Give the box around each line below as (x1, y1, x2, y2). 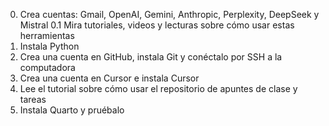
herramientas (19, 30, 75, 41)
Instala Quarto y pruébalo (19, 104, 125, 116)
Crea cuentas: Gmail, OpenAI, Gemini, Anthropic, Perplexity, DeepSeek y (19, 9, 320, 20)
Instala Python (19, 40, 80, 52)
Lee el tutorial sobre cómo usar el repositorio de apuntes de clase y (19, 83, 298, 94)
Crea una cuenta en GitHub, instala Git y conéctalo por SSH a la (19, 51, 283, 63)
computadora (19, 62, 76, 73)
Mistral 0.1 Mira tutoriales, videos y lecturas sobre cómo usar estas (19, 19, 295, 31)
